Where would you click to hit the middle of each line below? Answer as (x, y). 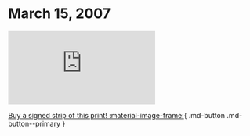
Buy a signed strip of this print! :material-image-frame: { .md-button (117, 115)
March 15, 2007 (60, 14)
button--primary (34, 123)
